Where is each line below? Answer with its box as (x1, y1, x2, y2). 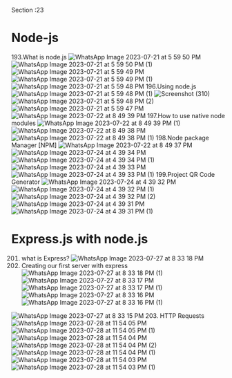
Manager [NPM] (11, 141, 57, 149)
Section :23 (11, 6, 44, 14)
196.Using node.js (145, 82, 197, 91)
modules (11, 119, 37, 127)
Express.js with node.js (11, 231, 148, 247)
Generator (11, 178, 41, 186)
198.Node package (155, 133, 210, 142)
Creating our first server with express (21, 261, 128, 270)
